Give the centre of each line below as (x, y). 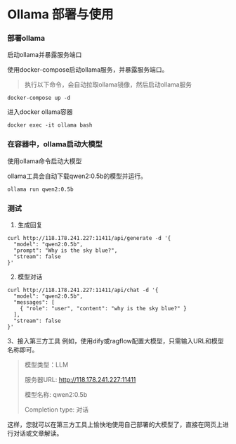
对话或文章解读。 (38, 433)
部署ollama (26, 38)
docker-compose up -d (39, 98)
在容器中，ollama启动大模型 (55, 144)
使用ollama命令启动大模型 (45, 161)
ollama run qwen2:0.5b (40, 189)
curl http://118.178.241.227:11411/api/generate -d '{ (89, 239)
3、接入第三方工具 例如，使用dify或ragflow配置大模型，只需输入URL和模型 (116, 341)
